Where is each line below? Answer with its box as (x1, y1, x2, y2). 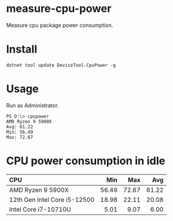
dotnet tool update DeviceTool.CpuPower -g (6, 62, 116, 68)
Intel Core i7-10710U (9, 205, 72, 213)
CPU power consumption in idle (6, 154, 166, 167)
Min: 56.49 (6, 129, 33, 135)
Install (6, 42, 38, 56)
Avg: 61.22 (6, 124, 33, 130)
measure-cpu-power (6, 2, 112, 16)
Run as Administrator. (6, 102, 59, 109)
